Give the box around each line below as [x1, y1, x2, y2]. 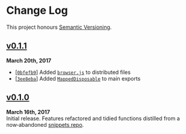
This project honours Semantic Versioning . [6, 23, 112, 31]
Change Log [6, 4, 68, 17]
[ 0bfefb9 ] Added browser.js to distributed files [14, 69, 131, 76]
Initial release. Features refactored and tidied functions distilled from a [6, 115, 181, 122]
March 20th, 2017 [6, 56, 52, 64]
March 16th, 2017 [6, 108, 50, 115]
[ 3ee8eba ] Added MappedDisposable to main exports [14, 75, 141, 82]
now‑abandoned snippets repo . [6, 121, 84, 128]
